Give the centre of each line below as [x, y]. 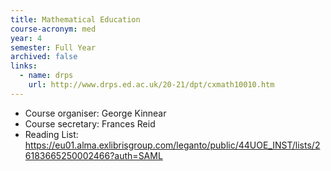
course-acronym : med [53, 29]
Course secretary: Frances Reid [90, 123]
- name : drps [46, 76]
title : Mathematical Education [75, 19]
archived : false [44, 57]
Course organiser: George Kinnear [95, 113]
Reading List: [51, 134]
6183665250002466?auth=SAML [93, 155]
